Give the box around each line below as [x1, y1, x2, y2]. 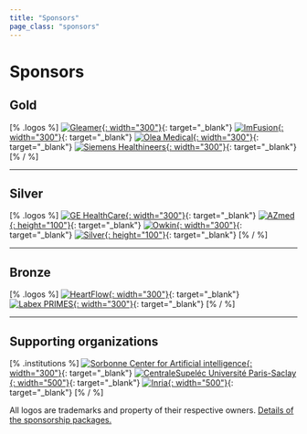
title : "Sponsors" [9, 13, 79, 23]
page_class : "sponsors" [9, 22, 101, 31]
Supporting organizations [9, 333, 159, 349]
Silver [9, 185, 44, 201]
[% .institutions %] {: [9, 357, 253, 368]
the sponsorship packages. [9, 414, 112, 425]
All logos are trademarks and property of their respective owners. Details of [9, 404, 294, 416]
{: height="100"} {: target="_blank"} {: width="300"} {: [9, 220, 243, 231]
